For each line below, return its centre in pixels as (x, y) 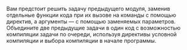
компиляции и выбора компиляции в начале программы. (81, 41)
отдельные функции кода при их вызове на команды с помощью (91, 15)
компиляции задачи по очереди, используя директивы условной (92, 34)
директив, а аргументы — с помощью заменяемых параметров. (91, 21)
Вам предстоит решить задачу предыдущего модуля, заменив (88, 9)
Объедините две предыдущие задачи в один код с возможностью (93, 28)
